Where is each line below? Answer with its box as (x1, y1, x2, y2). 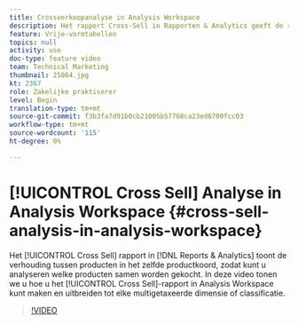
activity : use (9, 46, 62, 55)
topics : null (9, 37, 58, 47)
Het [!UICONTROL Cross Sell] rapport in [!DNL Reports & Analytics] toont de (9, 249, 287, 260)
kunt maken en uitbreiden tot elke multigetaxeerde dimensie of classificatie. (9, 288, 286, 298)
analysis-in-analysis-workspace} (9, 220, 263, 241)
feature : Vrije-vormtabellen (9, 29, 117, 38)
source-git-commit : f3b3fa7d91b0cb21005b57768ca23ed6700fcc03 (9, 112, 244, 121)
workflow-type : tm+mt (9, 121, 90, 130)
